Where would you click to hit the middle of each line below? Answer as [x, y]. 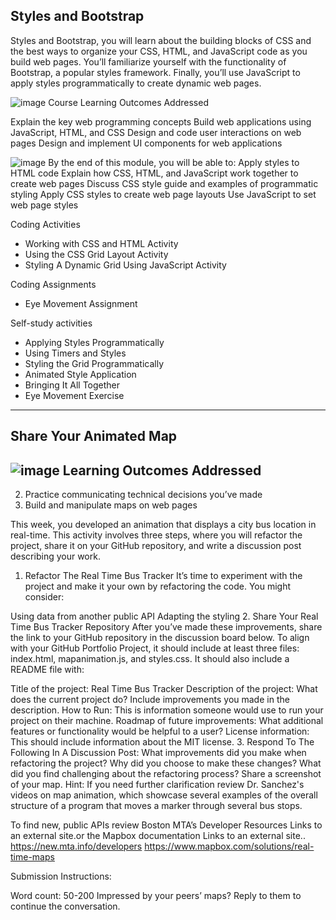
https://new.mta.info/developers [76, 846]
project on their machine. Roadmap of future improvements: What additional [167, 721]
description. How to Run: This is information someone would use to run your [167, 710]
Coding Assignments [53, 284]
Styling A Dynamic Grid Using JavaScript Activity [125, 265]
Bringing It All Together [72, 385]
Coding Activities [45, 224]
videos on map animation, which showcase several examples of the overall [164, 795]
